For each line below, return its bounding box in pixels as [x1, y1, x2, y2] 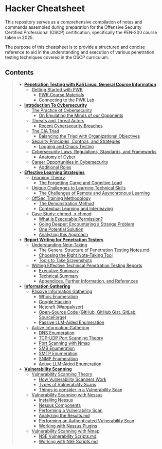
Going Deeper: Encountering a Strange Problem [38, 221, 135, 227]
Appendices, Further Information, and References [38, 278, 138, 284]
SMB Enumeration [38, 345, 75, 351]
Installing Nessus [38, 397, 73, 403]
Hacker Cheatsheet [5, 3, 85, 14]
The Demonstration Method [38, 200, 94, 206]
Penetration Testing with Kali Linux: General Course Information [24, 81, 157, 87]
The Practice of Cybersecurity [31, 107, 92, 113]
